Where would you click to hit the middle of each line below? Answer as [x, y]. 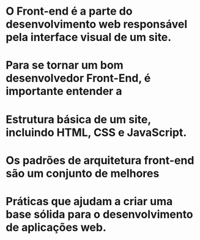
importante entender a [64, 92]
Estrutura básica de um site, [78, 119]
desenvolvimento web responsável [97, 24]
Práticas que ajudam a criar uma [89, 201]
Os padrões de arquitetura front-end [100, 160]
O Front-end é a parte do [69, 11]
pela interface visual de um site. [89, 37]
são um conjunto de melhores [83, 173]
